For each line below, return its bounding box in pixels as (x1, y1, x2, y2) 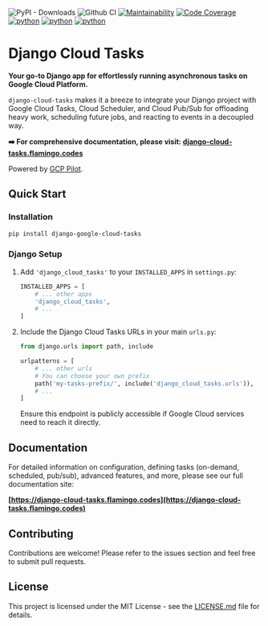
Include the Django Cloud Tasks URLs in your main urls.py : (19, 327, 217, 337)
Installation (8, 212, 54, 223)
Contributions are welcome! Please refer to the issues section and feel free (8, 548, 256, 558)
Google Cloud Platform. (8, 79, 88, 89)
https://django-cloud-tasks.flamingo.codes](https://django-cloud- (10, 495, 242, 505)
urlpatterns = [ (19, 357, 75, 365)
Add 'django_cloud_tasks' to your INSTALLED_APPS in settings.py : (19, 266, 237, 277)
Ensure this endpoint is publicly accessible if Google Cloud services (19, 409, 245, 418)
